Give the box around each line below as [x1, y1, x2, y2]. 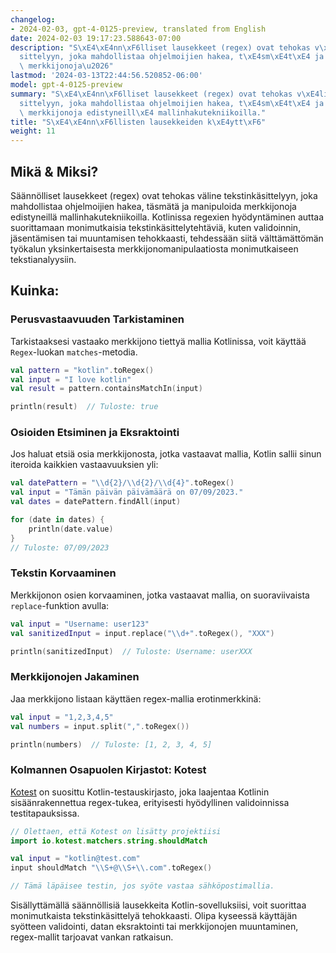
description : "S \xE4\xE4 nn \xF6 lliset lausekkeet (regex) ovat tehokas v [10, 42, 320, 53]
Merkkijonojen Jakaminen [10, 670, 140, 684]
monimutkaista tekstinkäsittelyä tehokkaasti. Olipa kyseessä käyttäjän [10, 910, 298, 922]
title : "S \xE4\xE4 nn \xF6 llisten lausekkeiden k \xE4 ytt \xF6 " [10, 117, 267, 127]
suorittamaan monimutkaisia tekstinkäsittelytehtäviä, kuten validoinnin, [10, 221, 302, 233]
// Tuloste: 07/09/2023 [10, 542, 110, 553]
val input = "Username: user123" [10, 619, 150, 629]
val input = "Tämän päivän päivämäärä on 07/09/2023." [10, 487, 244, 498]
